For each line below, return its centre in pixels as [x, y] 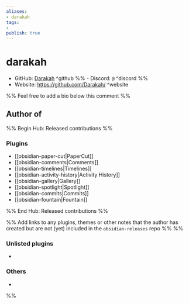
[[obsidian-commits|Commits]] [51, 194]
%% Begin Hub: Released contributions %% [59, 128]
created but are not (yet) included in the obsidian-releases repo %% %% [95, 229]
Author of [24, 114]
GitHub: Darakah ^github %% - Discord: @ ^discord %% [81, 78]
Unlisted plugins [30, 244]
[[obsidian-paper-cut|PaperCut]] [54, 156]
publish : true [23, 33]
